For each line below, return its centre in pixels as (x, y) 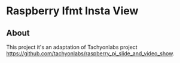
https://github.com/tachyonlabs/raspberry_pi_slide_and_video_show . (90, 53)
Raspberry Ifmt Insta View (72, 11)
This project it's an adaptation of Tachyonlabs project (72, 47)
